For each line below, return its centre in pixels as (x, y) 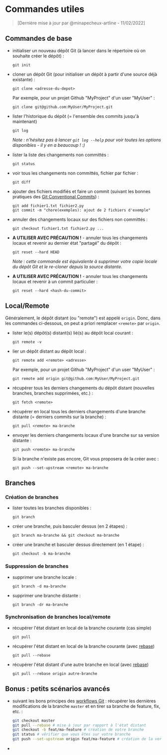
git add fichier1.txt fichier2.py (48, 206)
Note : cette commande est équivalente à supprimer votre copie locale (85, 261)
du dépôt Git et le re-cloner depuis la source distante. (67, 267)
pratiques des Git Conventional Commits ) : (56, 196)
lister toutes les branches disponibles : (52, 508)
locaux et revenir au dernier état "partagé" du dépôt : (67, 243)
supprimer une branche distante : (46, 595)
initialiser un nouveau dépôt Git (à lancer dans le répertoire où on (79, 50)
